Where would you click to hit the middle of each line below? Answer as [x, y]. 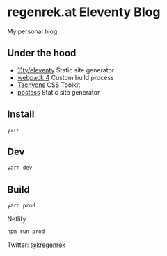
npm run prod [26, 231]
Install [21, 114]
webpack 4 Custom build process [65, 77]
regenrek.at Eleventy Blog [84, 12]
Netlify [17, 218]
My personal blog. [33, 31]
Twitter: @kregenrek [37, 245]
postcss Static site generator [58, 92]
